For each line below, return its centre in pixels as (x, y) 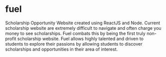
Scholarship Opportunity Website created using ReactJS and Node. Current (83, 23)
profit (11, 39)
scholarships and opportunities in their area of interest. (62, 49)
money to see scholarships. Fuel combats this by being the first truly (75, 33)
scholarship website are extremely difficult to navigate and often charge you (83, 28)
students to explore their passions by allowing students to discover (74, 44)
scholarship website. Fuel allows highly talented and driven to (80, 39)
